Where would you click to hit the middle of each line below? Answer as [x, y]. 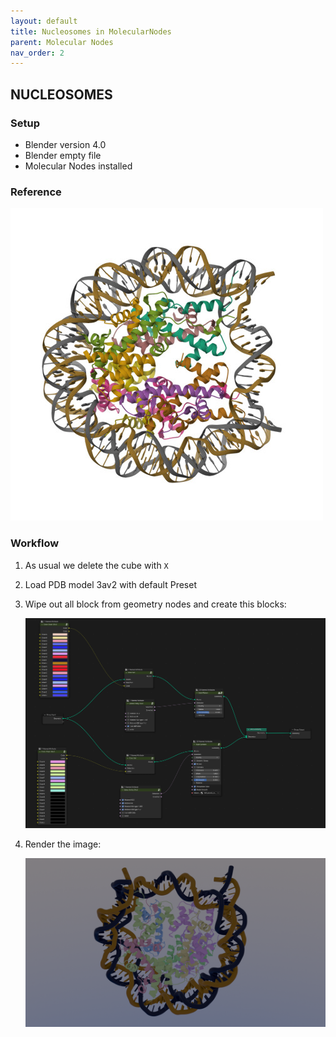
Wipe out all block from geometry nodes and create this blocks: [155, 604]
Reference [36, 192]
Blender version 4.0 [65, 144]
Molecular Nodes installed [78, 166]
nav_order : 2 [37, 53]
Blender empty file [63, 155]
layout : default [44, 21]
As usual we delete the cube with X [96, 565]
